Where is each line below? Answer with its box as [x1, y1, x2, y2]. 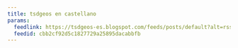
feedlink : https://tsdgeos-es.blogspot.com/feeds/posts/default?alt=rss [13, 23, 233, 30]
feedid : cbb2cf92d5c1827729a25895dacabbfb [13, 30, 141, 37]
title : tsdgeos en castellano [7, 10, 97, 18]
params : [7, 17, 30, 24]
